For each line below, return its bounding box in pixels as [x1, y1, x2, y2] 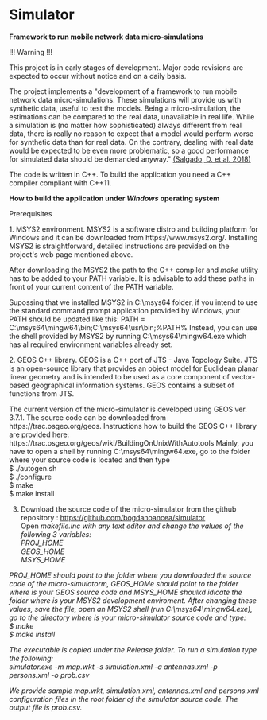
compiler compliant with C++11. [9, 177, 112, 188]
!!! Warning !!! [9, 47, 52, 56]
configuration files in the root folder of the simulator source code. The [9, 694, 238, 703]
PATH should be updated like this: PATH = [9, 314, 145, 324]
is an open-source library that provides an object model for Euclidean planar [9, 364, 259, 373]
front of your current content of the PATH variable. [9, 282, 174, 291]
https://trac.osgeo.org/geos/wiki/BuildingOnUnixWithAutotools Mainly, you [9, 438, 253, 447]
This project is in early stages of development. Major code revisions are [9, 62, 244, 72]
